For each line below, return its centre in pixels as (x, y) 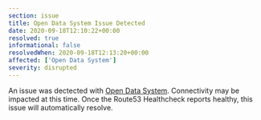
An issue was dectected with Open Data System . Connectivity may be (124, 90)
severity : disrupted (43, 68)
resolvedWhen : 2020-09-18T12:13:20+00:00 (79, 53)
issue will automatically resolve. (61, 107)
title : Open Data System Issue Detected (77, 23)
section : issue (34, 16)
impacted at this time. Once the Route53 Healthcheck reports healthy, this (130, 99)
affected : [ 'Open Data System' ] (62, 61)
